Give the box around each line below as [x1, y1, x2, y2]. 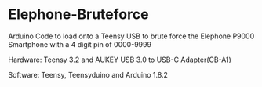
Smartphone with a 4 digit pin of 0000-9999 [8, 39, 151, 49]
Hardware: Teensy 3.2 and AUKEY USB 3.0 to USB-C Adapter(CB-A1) [8, 55, 231, 64]
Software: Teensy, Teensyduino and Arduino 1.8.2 [8, 70, 169, 79]
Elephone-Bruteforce [8, 5, 149, 24]
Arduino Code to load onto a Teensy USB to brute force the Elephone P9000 [8, 31, 255, 41]
